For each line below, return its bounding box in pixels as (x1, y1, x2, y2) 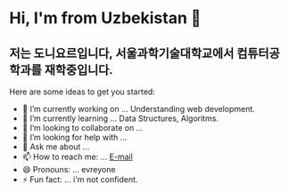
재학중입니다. (44, 62, 113, 77)
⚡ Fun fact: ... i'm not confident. (21, 174, 138, 185)
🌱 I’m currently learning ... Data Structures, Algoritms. (21, 113, 219, 124)
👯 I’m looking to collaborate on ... (21, 123, 144, 132)
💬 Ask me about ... (21, 141, 90, 152)
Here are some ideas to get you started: (9, 86, 156, 97)
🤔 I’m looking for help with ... (21, 132, 128, 142)
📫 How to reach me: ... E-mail (21, 151, 134, 162)
